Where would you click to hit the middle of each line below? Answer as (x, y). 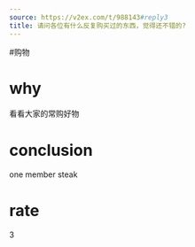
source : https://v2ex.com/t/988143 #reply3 (89, 17)
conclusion (51, 150)
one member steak (43, 174)
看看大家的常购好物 (44, 114)
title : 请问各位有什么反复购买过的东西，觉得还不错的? (97, 26)
